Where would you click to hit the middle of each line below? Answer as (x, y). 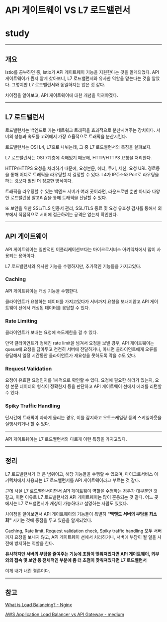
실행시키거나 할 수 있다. (28, 424)
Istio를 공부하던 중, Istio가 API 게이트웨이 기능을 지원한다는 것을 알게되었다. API (82, 72)
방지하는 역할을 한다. (34, 543)
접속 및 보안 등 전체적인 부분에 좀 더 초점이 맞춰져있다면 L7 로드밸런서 (81, 560)
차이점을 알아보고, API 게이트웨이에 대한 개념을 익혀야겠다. (62, 95)
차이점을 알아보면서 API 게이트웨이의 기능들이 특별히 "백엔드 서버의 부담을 (77, 514)
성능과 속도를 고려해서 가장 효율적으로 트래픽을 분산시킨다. (71, 136)
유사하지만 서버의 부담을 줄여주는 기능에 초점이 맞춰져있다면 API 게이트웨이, (78, 554)
